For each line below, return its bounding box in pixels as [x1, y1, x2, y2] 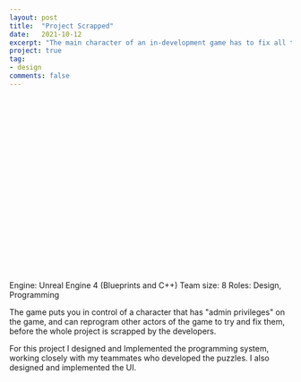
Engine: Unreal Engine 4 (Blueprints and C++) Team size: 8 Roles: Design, [9, 279, 282, 291]
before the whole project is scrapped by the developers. [9, 326, 217, 336]
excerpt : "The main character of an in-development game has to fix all [9, 38, 287, 47]
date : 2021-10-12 [9, 30, 82, 38]
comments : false [9, 72, 70, 81]
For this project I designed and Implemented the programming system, [9, 343, 270, 353]
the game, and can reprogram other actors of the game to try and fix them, [9, 316, 285, 327]
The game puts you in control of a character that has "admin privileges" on [9, 306, 286, 318]
